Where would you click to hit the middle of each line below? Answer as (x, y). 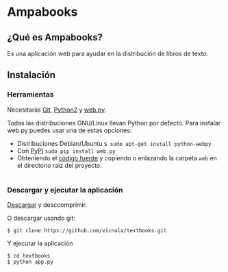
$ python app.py (30, 262)
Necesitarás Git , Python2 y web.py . (57, 110)
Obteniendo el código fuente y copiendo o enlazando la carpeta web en (117, 158)
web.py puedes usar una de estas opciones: (69, 130)
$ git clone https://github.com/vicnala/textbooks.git (87, 231)
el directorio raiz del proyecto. (60, 165)
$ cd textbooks (29, 256)
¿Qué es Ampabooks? (55, 37)
